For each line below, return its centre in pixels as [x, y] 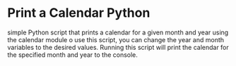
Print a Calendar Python [79, 13]
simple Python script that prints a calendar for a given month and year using [118, 32]
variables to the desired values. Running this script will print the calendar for [118, 47]
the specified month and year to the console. [72, 55]
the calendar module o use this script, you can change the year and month [116, 39]
